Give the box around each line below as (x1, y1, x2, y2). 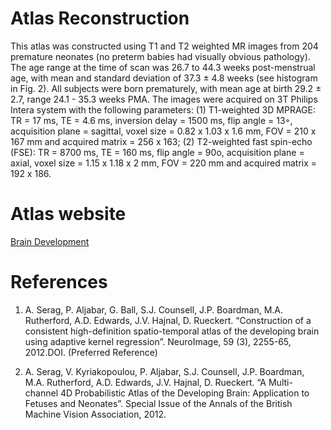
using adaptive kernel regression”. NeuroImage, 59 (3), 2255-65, (24, 335, 292, 347)
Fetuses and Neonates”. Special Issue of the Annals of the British (24, 397, 293, 409)
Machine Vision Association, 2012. (24, 408, 167, 420)
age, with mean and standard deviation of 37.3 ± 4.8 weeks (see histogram (10, 72, 318, 84)
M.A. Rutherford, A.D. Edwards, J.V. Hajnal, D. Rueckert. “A (24, 376, 267, 388)
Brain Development (10, 235, 90, 247)
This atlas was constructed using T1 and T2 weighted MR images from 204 (10, 40, 319, 52)
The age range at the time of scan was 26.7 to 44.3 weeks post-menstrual (10, 61, 316, 73)
